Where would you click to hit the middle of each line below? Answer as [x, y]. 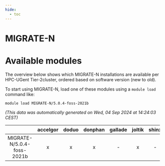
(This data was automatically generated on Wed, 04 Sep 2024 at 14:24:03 [81, 112]
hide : [11, 10]
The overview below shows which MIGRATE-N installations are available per [82, 74]
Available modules [43, 60]
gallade [119, 129]
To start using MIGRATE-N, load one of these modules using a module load [81, 89]
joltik [138, 129]
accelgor [48, 129]
